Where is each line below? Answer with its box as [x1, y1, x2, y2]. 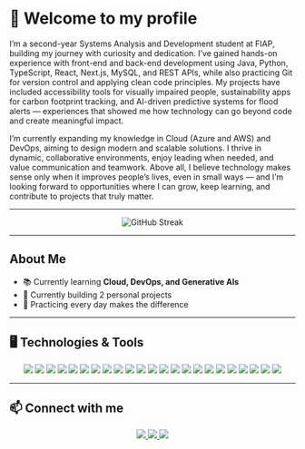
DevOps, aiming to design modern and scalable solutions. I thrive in [9, 142, 261, 153]
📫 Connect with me [9, 400, 124, 415]
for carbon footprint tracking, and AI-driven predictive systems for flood [9, 95, 279, 107]
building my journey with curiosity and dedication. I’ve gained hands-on [9, 47, 278, 58]
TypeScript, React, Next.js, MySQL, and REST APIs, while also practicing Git [9, 67, 293, 78]
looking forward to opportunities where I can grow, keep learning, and [9, 181, 271, 191]
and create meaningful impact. [9, 115, 124, 126]
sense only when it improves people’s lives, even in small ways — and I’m [9, 171, 284, 182]
